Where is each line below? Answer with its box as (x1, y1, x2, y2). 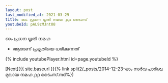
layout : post (5, 7, 33, 13)
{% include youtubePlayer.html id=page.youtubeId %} (5, 56, 119, 62)
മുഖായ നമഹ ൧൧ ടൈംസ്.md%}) (5, 72, 74, 78)
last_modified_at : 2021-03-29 (5, 12, 70, 17)
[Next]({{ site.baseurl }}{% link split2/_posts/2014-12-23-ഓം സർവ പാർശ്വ (5, 66, 163, 72)
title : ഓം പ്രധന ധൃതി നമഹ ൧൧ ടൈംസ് (5, 17, 88, 22)
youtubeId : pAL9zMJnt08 (5, 21, 56, 27)
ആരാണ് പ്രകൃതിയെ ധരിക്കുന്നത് (12, 46, 80, 52)
